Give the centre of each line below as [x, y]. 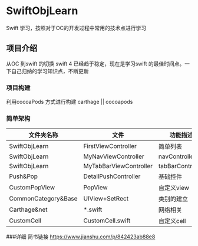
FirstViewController [110, 146]
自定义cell [172, 221]
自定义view [174, 188]
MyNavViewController [114, 156]
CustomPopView [32, 188]
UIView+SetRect [106, 199]
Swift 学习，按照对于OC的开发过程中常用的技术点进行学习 [76, 28]
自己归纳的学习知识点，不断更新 [50, 71]
